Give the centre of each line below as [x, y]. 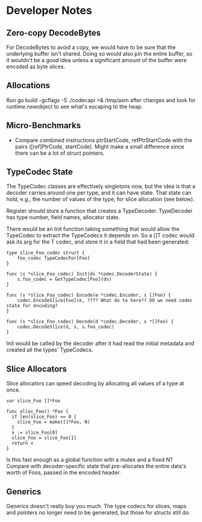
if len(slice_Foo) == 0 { [44, 417]
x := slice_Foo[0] [35, 433]
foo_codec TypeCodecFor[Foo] [54, 258]
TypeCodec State [40, 172]
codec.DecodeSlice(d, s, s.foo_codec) [66, 327]
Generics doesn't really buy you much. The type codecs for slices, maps [96, 506]
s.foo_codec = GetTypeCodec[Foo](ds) [65, 279]
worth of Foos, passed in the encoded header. [64, 472]
